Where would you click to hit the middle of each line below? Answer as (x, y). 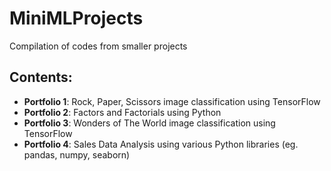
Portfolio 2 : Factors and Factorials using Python (122, 112)
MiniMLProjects (76, 18)
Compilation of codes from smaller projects (98, 46)
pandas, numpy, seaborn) (77, 154)
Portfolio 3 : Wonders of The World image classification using (149, 123)
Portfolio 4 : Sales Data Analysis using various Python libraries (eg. (161, 144)
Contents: (41, 77)
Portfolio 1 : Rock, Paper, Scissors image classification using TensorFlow (172, 101)
